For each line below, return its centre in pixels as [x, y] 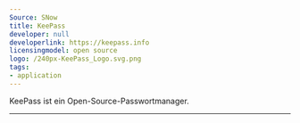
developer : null [39, 34]
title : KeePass [37, 26]
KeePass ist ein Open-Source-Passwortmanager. [99, 101]
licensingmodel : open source [63, 51]
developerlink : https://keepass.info [79, 42]
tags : [19, 68]
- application [36, 76]
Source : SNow [33, 17]
